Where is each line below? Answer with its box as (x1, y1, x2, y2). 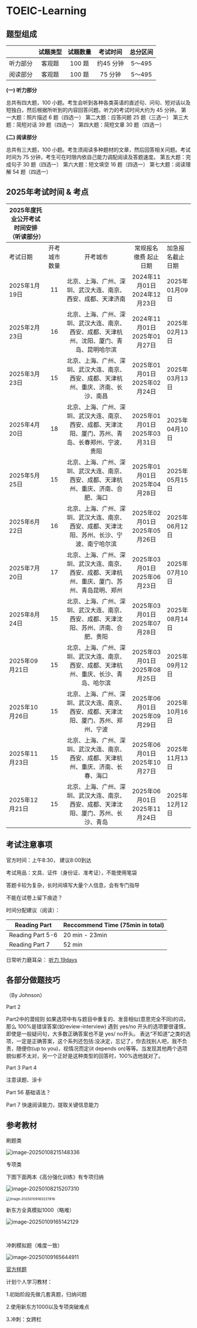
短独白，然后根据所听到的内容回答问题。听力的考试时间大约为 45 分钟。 (6, 107, 180, 113)
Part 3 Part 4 (6, 1064, 37, 1071)
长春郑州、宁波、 (78, 438, 126, 446)
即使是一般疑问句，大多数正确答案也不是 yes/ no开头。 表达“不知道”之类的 (6, 1030, 186, 1037)
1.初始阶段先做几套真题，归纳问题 (6, 1291, 87, 1298)
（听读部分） (9, 233, 45, 241)
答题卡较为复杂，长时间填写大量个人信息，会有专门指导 (6, 881, 140, 888)
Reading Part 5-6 (9, 931, 57, 939)
